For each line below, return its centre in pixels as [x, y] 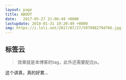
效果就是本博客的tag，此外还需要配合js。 [60, 62]
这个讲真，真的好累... [27, 73]
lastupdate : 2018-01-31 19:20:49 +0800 [47, 23]
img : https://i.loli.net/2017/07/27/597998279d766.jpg [63, 28]
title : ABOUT [19, 14]
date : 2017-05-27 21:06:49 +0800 [42, 19]
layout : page [19, 10]
